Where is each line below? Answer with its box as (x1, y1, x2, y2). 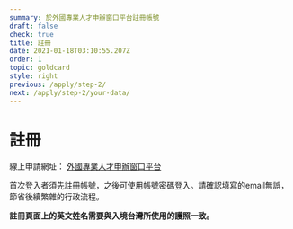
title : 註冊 (9, 38, 51, 48)
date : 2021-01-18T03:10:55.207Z (9, 47, 130, 56)
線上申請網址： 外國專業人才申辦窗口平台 (9, 161, 162, 172)
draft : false (9, 22, 58, 31)
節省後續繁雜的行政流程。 (9, 191, 104, 202)
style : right (9, 72, 58, 81)
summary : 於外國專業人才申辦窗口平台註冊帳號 (9, 13, 160, 22)
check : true (9, 30, 54, 39)
